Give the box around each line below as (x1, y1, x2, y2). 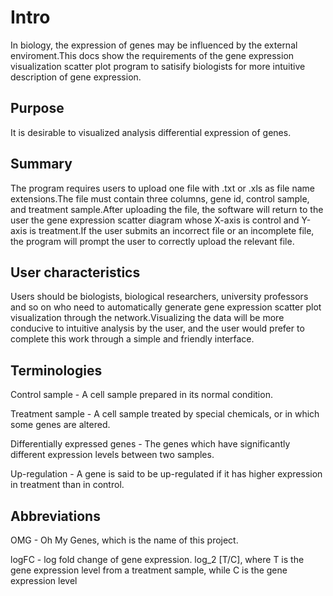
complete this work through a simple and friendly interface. (10, 333, 255, 345)
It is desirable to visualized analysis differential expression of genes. (10, 126, 292, 138)
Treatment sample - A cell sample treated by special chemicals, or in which (10, 408, 320, 420)
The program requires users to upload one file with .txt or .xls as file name (10, 182, 315, 194)
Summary (10, 156, 73, 173)
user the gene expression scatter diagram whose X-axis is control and (10, 214, 300, 226)
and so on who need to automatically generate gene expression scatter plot (10, 301, 322, 313)
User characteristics (10, 264, 141, 281)
